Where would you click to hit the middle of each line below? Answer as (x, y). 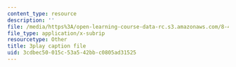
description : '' (31, 20)
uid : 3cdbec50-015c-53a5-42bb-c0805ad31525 (72, 53)
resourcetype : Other (38, 40)
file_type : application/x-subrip (56, 33)
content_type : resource (42, 14)
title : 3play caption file (47, 46)
